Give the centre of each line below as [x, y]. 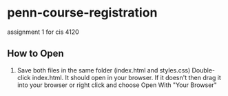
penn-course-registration [82, 13]
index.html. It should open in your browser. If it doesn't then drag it [127, 77]
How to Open [35, 54]
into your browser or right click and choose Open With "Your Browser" [117, 85]
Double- [204, 70]
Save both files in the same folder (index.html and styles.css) [104, 70]
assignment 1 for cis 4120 [43, 32]
